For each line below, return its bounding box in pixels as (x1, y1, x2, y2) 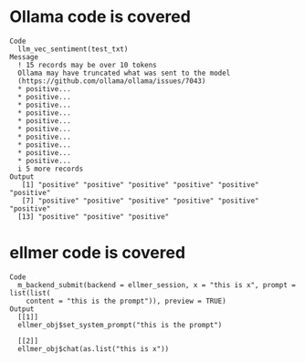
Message (9, 52, 39, 61)
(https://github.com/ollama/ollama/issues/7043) (17, 76, 206, 86)
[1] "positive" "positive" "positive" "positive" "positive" (21, 180, 259, 189)
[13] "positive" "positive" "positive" (17, 212, 170, 221)
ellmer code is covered (9, 243, 185, 264)
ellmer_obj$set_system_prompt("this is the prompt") (17, 320, 223, 329)
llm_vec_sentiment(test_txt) (17, 44, 129, 54)
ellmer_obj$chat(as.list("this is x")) (17, 344, 170, 353)
